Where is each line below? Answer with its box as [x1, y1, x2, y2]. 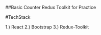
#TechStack [5, 14, 31, 20]
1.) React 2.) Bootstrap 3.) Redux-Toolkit [5, 24, 89, 30]
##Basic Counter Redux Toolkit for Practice [5, 5, 96, 10]
